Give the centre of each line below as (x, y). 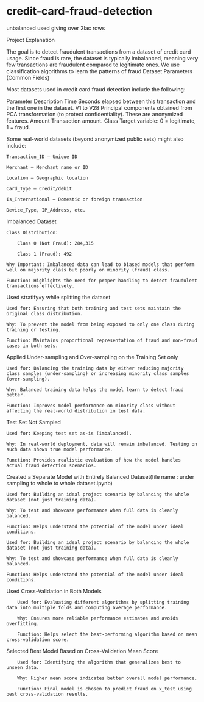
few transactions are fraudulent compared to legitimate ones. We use (93, 65)
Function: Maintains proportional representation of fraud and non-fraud (102, 340)
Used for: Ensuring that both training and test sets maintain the (94, 308)
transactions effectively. (40, 286)
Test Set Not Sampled (33, 422)
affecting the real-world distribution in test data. (76, 411)
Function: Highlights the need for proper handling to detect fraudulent (102, 281)
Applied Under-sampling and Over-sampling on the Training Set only (92, 357)
